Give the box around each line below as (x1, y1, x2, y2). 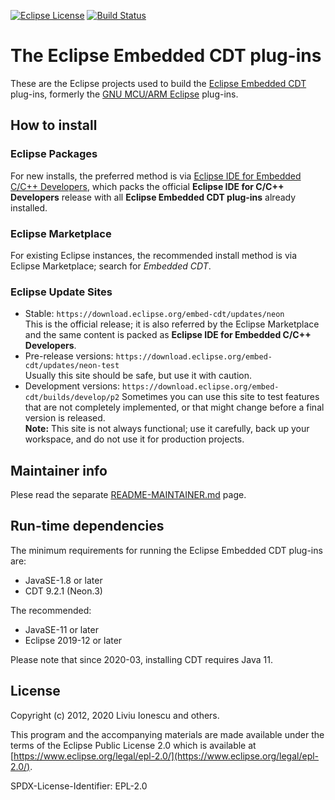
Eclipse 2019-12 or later (24, 634, 123, 646)
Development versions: (24, 380, 121, 392)
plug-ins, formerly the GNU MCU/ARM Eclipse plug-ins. (10, 88, 239, 100)
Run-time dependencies (10, 518, 165, 535)
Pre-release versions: (24, 350, 114, 362)
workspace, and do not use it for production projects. (24, 433, 245, 445)
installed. (10, 201, 48, 214)
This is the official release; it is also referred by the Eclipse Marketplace (24, 318, 320, 330)
